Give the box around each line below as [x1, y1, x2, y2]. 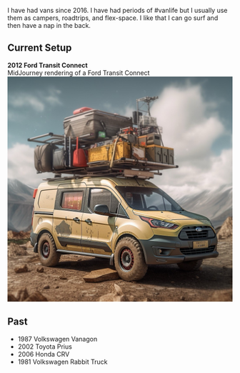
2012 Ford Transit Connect [7, 61, 88, 69]
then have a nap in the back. [7, 21, 91, 29]
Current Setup [7, 42, 72, 54]
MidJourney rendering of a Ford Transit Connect [7, 68, 150, 77]
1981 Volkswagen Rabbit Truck [17, 357, 108, 366]
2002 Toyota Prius [17, 342, 73, 351]
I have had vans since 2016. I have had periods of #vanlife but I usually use [7, 6, 228, 14]
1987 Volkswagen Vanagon [17, 334, 98, 343]
